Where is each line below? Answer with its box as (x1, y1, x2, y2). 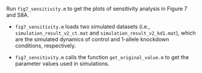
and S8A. (6, 11, 29, 19)
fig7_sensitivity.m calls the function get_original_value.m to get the (14, 54, 189, 60)
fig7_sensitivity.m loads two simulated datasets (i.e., (14, 23, 151, 30)
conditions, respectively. (14, 42, 77, 49)
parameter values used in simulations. (14, 60, 110, 67)
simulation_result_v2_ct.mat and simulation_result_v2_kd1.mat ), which (14, 29, 196, 36)
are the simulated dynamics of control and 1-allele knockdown (14, 36, 169, 42)
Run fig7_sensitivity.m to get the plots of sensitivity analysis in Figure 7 (6, 5, 188, 12)
